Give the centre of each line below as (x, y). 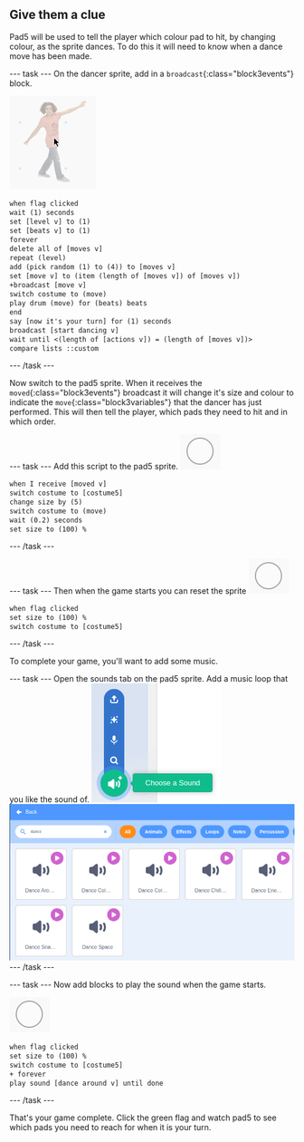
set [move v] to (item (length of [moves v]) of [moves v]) (125, 276)
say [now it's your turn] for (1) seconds (90, 321)
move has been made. (51, 56)
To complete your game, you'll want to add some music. (114, 661)
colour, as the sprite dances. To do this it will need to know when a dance (146, 46)
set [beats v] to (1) (50, 230)
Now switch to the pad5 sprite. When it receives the (106, 382)
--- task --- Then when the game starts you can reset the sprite (128, 590)
